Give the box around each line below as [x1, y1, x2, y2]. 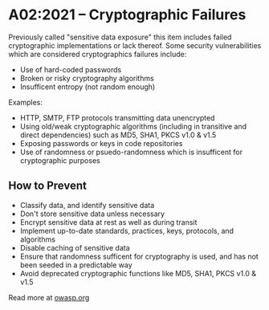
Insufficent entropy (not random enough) [19, 82, 156, 92]
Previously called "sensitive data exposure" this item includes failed [8, 32, 232, 42]
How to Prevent [8, 179, 87, 193]
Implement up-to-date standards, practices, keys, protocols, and [19, 226, 234, 235]
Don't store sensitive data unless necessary [19, 209, 165, 218]
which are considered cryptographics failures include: [8, 49, 187, 59]
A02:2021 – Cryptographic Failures [8, 6, 247, 24]
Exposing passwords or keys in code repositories [19, 138, 183, 148]
